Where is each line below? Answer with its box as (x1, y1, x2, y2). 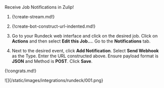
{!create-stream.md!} (11, 14, 55, 19)
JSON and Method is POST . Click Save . (11, 58, 93, 64)
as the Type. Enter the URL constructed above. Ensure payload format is (11, 53, 159, 59)
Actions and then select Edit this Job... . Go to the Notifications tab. (11, 38, 151, 44)
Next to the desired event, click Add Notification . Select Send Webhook (11, 48, 159, 53)
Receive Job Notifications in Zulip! (4, 4, 74, 10)
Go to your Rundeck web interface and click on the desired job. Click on (11, 33, 158, 39)
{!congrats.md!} (4, 68, 37, 74)
